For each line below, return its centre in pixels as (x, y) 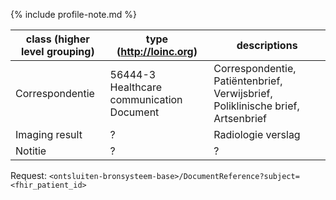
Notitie (31, 151)
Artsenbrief (240, 118)
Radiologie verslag (257, 134)
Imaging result (49, 134)
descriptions (267, 45)
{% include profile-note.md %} (74, 14)
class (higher (57, 39)
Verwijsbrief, (243, 93)
